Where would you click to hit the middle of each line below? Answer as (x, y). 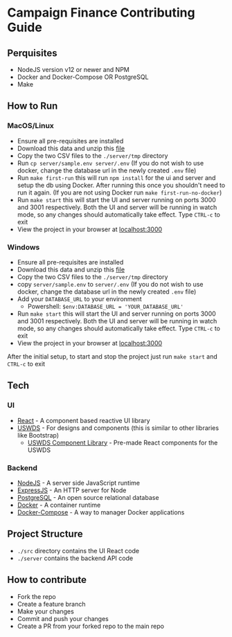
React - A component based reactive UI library (83, 420)
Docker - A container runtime (59, 505)
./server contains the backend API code (75, 558)
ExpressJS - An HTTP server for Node (72, 490)
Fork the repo (37, 596)
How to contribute (47, 580)
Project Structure (45, 534)
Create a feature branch (51, 604)
